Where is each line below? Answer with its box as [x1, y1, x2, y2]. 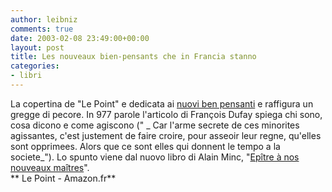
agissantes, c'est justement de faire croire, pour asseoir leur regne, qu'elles [10, 129, 322, 141]
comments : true [10, 24, 74, 34]
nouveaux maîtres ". [10, 161, 90, 173]
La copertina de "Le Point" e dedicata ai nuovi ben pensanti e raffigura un [10, 97, 314, 110]
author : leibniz [10, 14, 78, 25]
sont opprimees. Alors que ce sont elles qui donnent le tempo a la [10, 140, 281, 152]
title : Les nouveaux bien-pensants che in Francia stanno [10, 52, 257, 62]
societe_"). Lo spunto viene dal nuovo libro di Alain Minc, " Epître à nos [10, 151, 300, 163]
